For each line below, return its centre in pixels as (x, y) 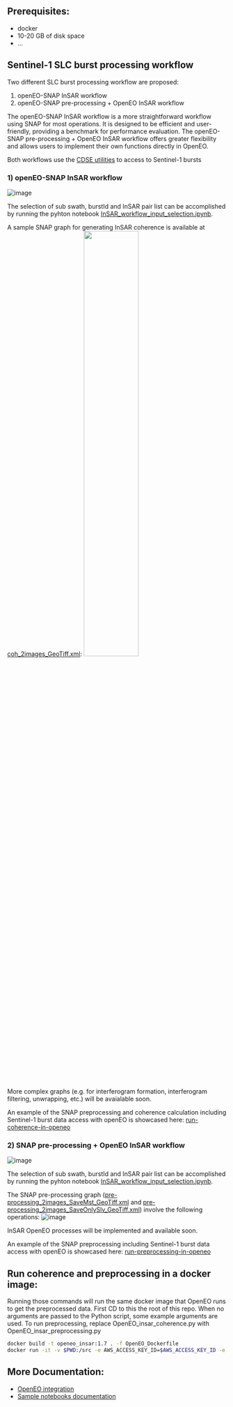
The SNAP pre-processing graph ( (56, 1195)
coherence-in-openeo (39, 1127)
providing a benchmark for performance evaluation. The (113, 131)
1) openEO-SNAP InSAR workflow (65, 177)
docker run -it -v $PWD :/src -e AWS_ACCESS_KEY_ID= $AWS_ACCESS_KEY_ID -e (116, 1350)
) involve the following (171, 1209)
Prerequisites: (38, 12)
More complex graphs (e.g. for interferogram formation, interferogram (107, 1091)
